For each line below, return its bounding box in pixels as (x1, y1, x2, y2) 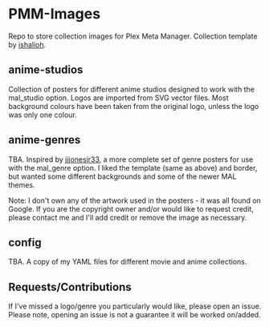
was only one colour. (8, 110, 78, 119)
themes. (8, 180, 35, 189)
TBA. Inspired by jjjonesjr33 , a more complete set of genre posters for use (8, 154, 254, 164)
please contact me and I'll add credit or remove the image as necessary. (8, 212, 247, 222)
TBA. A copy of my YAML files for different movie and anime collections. (8, 257, 247, 267)
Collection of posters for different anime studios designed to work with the (8, 84, 255, 94)
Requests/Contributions (8, 280, 132, 293)
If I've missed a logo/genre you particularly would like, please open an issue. (8, 301, 262, 311)
